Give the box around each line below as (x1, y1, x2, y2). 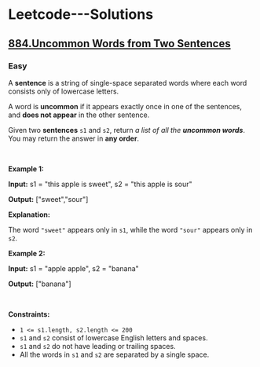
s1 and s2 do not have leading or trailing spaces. (19, 341, 176, 350)
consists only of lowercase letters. (8, 86, 119, 96)
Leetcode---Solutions (8, 6, 154, 24)
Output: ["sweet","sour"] (8, 194, 89, 204)
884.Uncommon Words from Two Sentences (8, 37, 231, 50)
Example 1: (8, 163, 45, 174)
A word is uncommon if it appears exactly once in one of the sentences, (8, 101, 242, 111)
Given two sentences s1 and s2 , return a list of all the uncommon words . (8, 125, 246, 134)
